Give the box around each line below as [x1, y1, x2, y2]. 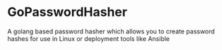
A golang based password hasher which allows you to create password [7, 27, 216, 35]
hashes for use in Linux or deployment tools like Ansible [7, 34, 170, 42]
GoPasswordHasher [7, 4, 127, 20]
